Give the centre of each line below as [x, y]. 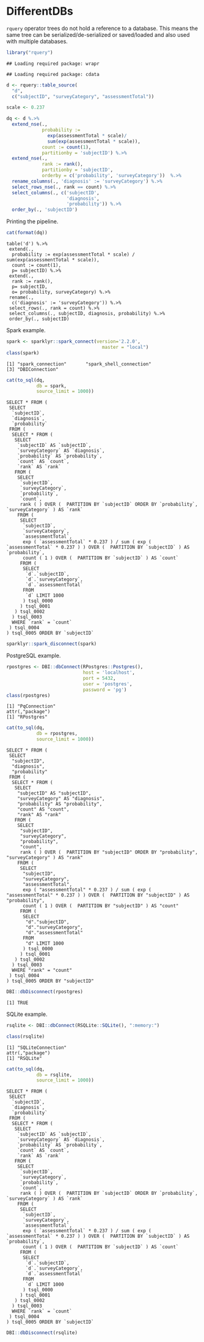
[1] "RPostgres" [27, 717]
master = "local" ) [125, 347]
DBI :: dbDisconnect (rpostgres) [45, 992]
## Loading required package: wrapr [53, 63]
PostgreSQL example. [34, 656]
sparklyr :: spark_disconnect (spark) [52, 644]
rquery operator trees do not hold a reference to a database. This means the [102, 28]
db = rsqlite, [54, 1075]
